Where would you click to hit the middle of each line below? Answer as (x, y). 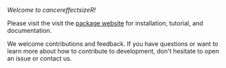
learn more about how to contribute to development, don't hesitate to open (113, 51)
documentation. (30, 31)
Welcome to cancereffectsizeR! (52, 10)
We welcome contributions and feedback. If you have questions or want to (113, 44)
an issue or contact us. (40, 58)
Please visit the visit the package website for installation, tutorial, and (105, 23)
